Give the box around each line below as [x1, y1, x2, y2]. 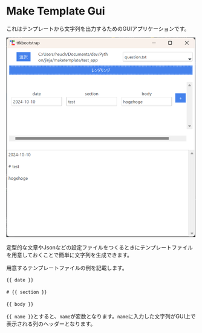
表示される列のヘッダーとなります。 [6, 320, 96, 328]
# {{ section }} [6, 289, 47, 295]
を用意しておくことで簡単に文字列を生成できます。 [6, 251, 133, 259]
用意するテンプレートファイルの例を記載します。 [6, 264, 128, 271]
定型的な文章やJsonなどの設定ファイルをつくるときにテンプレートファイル [6, 243, 194, 251]
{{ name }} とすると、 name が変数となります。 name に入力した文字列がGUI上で [6, 312, 196, 320]
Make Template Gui [6, 4, 105, 18]
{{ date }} [6, 277, 34, 283]
